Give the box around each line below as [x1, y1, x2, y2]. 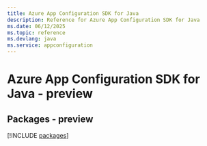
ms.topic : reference [7, 29, 66, 36]
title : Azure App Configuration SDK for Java [7, 10, 139, 17]
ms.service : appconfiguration [7, 42, 94, 49]
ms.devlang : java [7, 36, 57, 42]
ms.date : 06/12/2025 [7, 23, 66, 29]
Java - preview [7, 86, 94, 101]
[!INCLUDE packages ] [7, 132, 69, 139]
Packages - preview [7, 113, 94, 125]
